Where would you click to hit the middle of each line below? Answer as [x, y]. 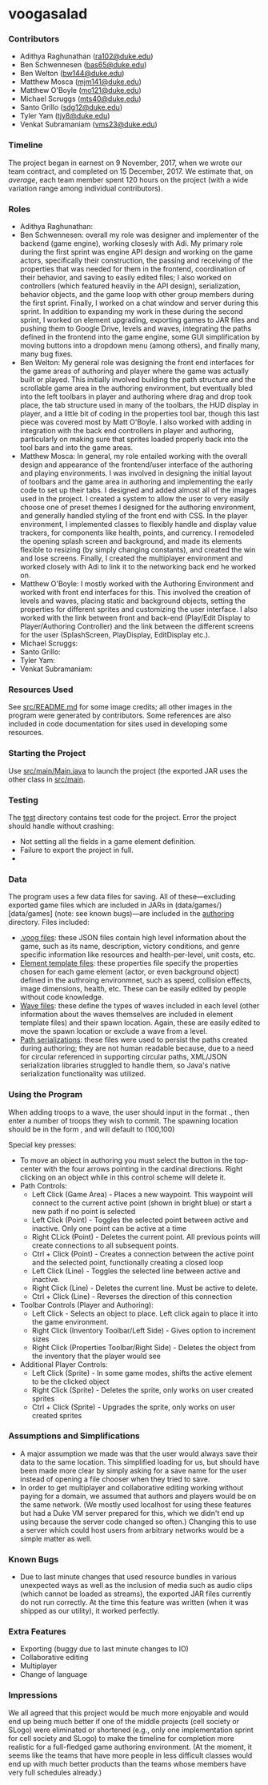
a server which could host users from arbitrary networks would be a [132, 1530]
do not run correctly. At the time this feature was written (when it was [134, 1602]
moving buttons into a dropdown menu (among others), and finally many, [140, 346]
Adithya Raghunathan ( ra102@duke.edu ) [86, 56]
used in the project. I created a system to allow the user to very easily [134, 499]
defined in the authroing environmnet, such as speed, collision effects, [136, 980]
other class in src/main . [47, 779]
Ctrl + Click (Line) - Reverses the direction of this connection [132, 1296]
